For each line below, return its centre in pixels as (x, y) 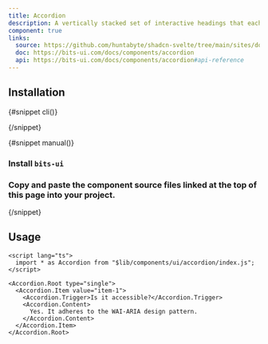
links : (19, 38)
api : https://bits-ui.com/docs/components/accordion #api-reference (130, 61)
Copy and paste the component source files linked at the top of (133, 184)
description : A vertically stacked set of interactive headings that (126, 23)
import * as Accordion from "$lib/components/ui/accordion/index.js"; (135, 263)
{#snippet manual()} (41, 142)
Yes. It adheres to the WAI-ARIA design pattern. (113, 311)
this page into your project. (62, 195)
